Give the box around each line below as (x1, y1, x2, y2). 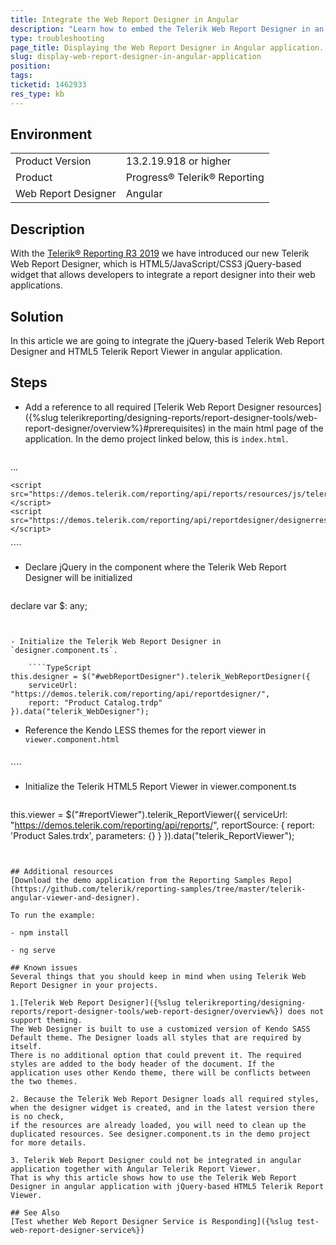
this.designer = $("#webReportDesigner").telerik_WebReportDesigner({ (10, 671, 311, 681)
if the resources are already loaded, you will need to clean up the (10, 1120, 307, 1130)
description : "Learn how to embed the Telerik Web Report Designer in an (10, 24, 325, 34)
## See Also (10, 1207, 60, 1218)
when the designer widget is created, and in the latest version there (10, 1102, 315, 1113)
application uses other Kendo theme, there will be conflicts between (10, 1067, 311, 1078)
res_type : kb (10, 89, 65, 99)
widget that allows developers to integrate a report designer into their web (10, 269, 316, 281)
